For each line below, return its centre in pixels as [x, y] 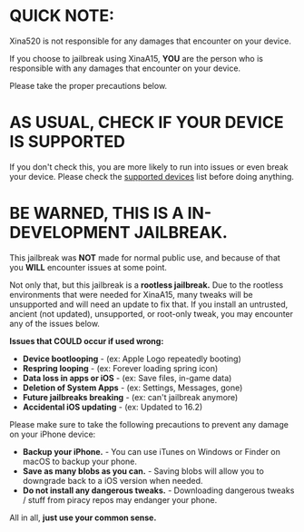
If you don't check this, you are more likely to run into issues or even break [149, 167]
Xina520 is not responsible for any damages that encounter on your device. [151, 41]
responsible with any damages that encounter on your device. [125, 68]
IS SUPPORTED [67, 142]
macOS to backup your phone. [80, 461]
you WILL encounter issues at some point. [88, 267]
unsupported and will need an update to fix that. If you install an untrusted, [149, 304]
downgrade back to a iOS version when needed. [113, 480]
